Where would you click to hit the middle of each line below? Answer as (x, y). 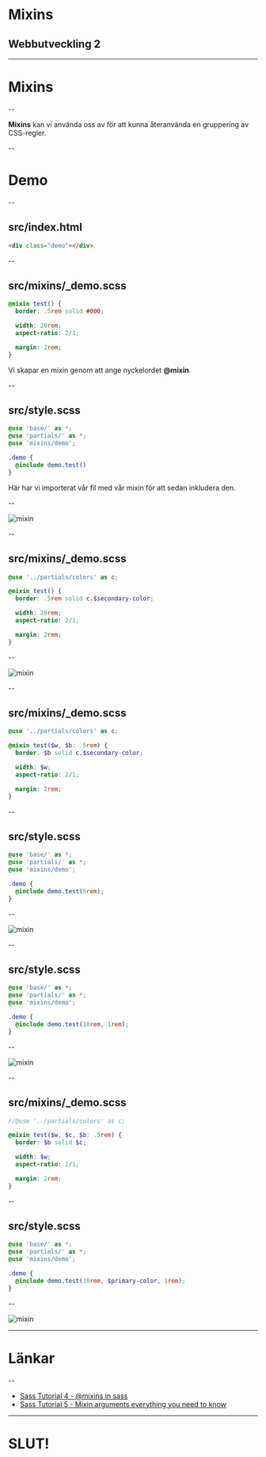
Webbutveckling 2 (55, 44)
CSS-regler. (27, 133)
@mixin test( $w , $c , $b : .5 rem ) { (65, 1135)
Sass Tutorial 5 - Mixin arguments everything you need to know (123, 1404)
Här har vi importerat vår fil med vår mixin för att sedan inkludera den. (122, 488)
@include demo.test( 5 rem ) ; (60, 891)
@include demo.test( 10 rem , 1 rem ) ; (72, 1024)
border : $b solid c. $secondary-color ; (80, 753)
